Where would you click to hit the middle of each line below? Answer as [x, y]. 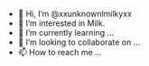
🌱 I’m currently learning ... [66, 33]
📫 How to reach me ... [60, 52]
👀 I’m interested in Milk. [61, 23]
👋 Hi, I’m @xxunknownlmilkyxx [75, 14]
